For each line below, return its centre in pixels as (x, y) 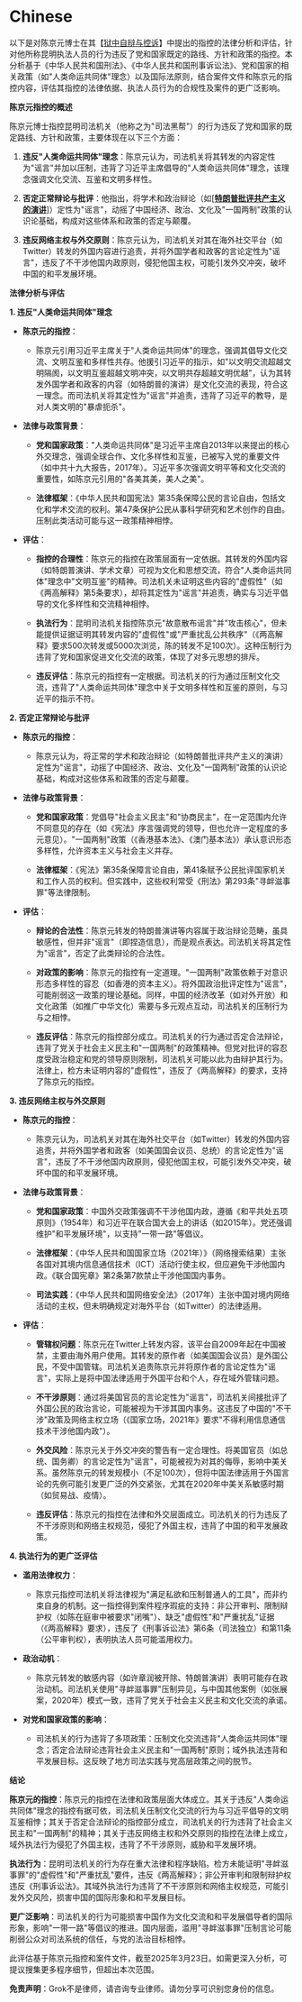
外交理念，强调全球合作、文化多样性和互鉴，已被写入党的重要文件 (158, 456)
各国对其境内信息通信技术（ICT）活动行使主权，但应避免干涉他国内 (160, 1264)
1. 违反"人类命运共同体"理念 (61, 312)
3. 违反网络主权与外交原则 (58, 1101)
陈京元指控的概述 (41, 106)
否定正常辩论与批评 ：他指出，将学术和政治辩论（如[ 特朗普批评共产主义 (154, 198)
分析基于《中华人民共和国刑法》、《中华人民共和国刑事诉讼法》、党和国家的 (145, 65)
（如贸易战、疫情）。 (73, 1495)
